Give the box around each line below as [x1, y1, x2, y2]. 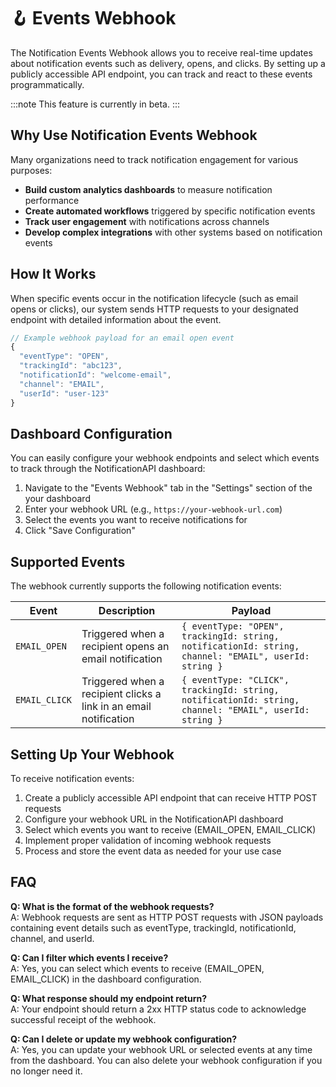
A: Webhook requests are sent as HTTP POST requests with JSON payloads [10, 911, 324, 923]
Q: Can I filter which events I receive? [10, 951, 169, 964]
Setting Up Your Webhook [10, 746, 175, 763]
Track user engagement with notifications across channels [24, 215, 270, 227]
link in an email [81, 700, 152, 714]
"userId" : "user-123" [19, 388, 110, 399]
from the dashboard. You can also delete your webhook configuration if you [10, 1054, 323, 1066]
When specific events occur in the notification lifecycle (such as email [10, 292, 299, 304]
